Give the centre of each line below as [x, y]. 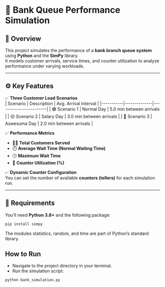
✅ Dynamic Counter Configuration [41, 172]
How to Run [23, 254]
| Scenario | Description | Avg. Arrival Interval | [52, 103]
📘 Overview [23, 39]
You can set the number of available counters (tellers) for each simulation [80, 178]
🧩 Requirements [30, 203]
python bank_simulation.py [33, 280]
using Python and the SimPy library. [42, 56]
